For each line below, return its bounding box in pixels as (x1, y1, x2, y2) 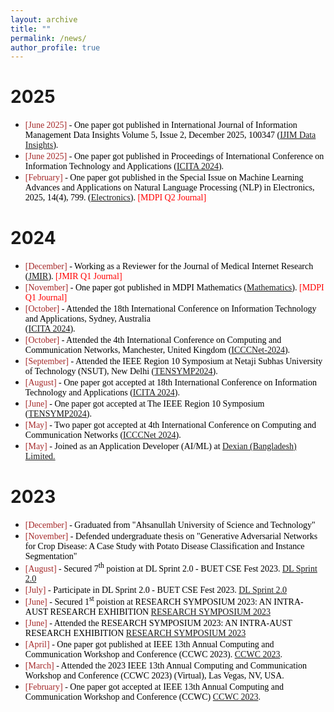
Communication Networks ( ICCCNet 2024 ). (24, 430, 182, 441)
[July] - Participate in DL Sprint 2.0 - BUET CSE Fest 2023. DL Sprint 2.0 (24, 584, 288, 595)
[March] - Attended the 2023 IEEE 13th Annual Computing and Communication (24, 661, 308, 671)
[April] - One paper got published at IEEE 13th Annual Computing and (24, 639, 275, 650)
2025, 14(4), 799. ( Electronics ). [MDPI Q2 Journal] (24, 192, 207, 203)
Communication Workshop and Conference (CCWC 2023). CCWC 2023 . (24, 649, 283, 660)
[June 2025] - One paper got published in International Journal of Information (24, 120, 298, 131)
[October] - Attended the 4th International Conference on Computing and (24, 335, 282, 346)
